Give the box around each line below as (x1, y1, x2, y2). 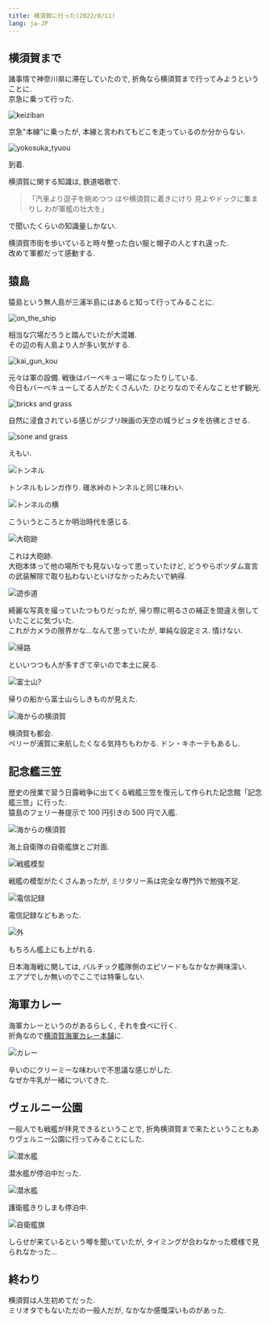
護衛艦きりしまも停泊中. (8, 1202, 89, 1212)
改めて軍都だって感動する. (8, 248, 95, 258)
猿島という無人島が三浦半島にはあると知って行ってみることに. (8, 297, 215, 307)
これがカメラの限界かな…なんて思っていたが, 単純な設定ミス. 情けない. (8, 626, 243, 635)
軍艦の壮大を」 (58, 204, 109, 214)
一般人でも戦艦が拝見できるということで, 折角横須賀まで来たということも (8, 1124, 252, 1134)
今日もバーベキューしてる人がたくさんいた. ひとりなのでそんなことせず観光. (8, 383, 262, 393)
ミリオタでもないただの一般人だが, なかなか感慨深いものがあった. (8, 1305, 227, 1315)
